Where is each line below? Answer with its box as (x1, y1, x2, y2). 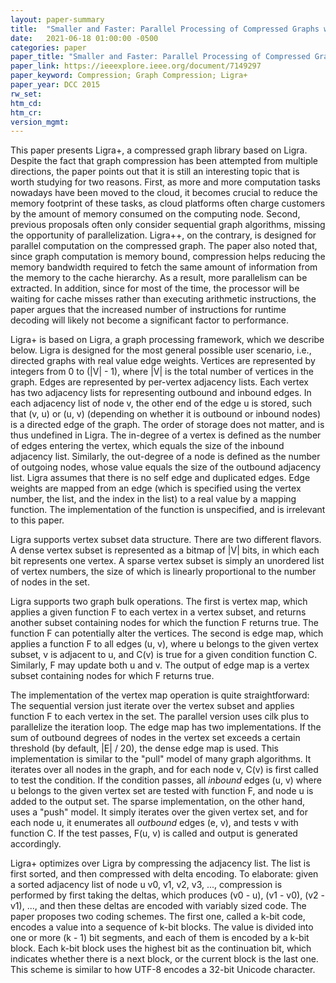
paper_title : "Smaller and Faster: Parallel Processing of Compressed (10, 52, 311, 62)
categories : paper (10, 42, 87, 53)
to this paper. (10, 514, 65, 526)
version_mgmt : (10, 117, 70, 127)
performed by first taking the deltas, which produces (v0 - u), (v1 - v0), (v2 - (10, 889, 326, 901)
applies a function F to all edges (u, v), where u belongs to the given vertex (10, 638, 319, 650)
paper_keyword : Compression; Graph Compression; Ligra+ (10, 71, 248, 81)
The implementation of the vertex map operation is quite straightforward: (10, 689, 310, 701)
